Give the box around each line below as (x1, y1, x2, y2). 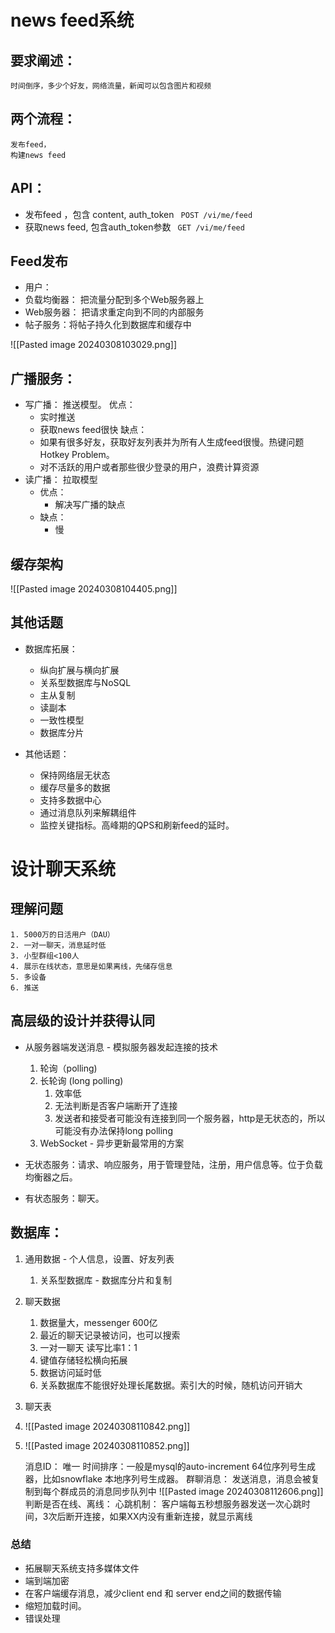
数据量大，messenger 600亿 (39, 1316, 158, 1328)
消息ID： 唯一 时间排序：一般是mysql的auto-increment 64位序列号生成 (24, 1460, 317, 1472)
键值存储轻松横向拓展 (39, 1354, 128, 1366)
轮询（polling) (39, 1062, 98, 1074)
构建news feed (10, 150, 67, 160)
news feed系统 (10, 9, 135, 32)
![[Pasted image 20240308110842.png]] (24, 1420, 191, 1432)
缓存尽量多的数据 (39, 781, 111, 793)
